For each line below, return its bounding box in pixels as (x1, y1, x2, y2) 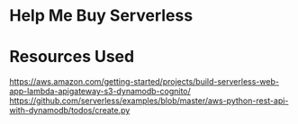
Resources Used (9, 47, 135, 67)
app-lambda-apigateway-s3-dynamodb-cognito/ (9, 86, 191, 97)
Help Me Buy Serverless (9, 5, 194, 26)
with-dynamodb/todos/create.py (9, 105, 131, 116)
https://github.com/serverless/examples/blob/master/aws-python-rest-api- (9, 95, 289, 106)
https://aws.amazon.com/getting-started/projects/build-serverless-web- (9, 76, 279, 87)
